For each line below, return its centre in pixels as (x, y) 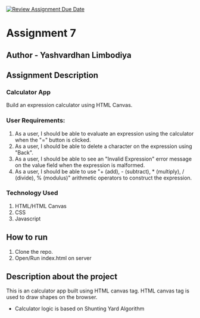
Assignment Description (52, 75)
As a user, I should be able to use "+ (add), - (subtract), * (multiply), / (99, 171)
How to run (27, 237)
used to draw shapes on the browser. (52, 297)
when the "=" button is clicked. (53, 140)
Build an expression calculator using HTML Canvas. (69, 105)
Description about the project (62, 277)
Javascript (28, 218)
